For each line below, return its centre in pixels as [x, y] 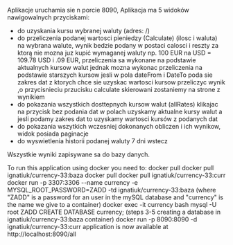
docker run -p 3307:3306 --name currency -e [73, 182]
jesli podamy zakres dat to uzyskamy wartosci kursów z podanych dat [118, 119]
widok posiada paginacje [53, 134]
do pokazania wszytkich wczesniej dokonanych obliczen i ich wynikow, [119, 126]
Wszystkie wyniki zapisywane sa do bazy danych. [79, 154]
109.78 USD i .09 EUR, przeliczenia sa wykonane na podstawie [106, 60]
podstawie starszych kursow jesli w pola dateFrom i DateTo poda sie [115, 75]
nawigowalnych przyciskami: [49, 17]
